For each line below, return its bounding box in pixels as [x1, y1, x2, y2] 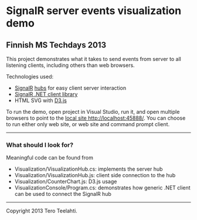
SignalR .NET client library [14, 91, 78, 97]
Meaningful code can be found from [6, 154, 94, 161]
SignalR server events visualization [6, 4, 182, 18]
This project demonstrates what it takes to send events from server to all [6, 56, 182, 62]
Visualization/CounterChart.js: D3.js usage [14, 178, 117, 185]
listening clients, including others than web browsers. [6, 62, 135, 69]
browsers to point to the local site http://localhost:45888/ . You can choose [6, 114, 186, 121]
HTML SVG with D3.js [14, 97, 67, 104]
